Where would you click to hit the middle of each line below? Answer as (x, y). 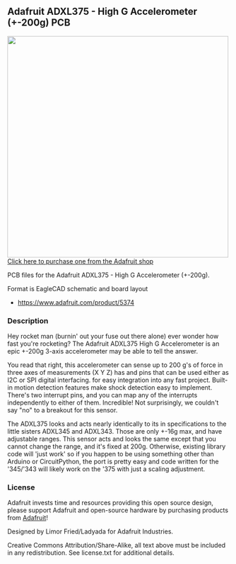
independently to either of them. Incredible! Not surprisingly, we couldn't (113, 402)
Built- (220, 380)
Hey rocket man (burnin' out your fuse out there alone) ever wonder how (113, 337)
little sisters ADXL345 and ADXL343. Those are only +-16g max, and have (115, 432)
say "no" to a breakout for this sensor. (63, 410)
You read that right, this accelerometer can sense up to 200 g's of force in (115, 365)
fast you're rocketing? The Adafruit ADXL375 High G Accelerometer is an (113, 344)
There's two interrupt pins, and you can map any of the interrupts (102, 395)
